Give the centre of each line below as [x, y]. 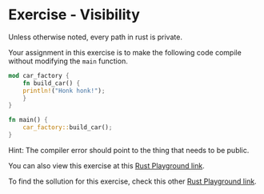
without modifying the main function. [68, 61]
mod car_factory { [39, 75]
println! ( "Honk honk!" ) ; [64, 91]
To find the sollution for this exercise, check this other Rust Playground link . [133, 181]
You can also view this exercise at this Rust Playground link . [107, 165]
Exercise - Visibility [74, 15]
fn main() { [28, 120]
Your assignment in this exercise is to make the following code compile [125, 52]
